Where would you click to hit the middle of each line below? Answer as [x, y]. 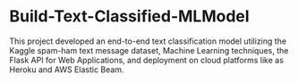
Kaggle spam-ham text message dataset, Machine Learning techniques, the [149, 50]
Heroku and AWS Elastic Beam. [67, 70]
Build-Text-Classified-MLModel [129, 16]
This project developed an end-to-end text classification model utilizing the [148, 41]
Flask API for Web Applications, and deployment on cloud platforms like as [147, 60]
